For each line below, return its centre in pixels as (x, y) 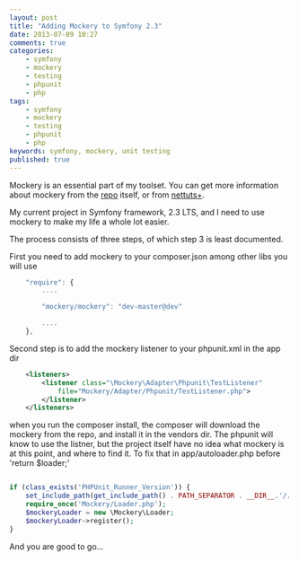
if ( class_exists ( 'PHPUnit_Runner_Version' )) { (100, 487)
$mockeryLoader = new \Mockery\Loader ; (100, 513)
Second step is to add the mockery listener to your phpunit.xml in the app (145, 348)
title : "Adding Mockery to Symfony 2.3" (86, 26)
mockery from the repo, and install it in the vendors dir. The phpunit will (141, 434)
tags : (19, 101)
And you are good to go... (57, 546)
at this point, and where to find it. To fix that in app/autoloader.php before (145, 453)
